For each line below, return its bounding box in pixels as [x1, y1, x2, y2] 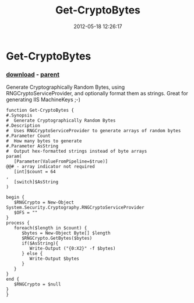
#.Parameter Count [6, 133, 51, 139]
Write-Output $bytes [29, 256, 80, 262]
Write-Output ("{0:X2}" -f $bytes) [29, 246, 116, 252]
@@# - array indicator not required [6, 164, 95, 170]
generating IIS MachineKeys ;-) [6, 96, 80, 103]
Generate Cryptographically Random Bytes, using [6, 84, 125, 91]
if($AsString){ [21, 240, 59, 246]
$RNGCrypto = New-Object [13, 199, 75, 205]
